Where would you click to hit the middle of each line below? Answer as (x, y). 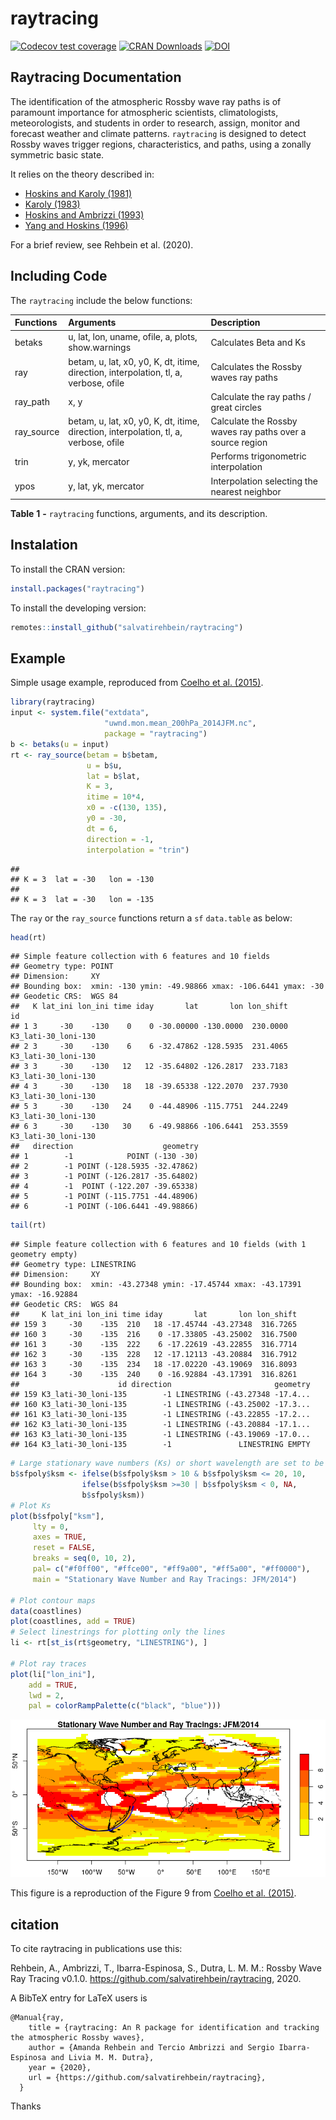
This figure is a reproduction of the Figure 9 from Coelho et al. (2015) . (153, 1893)
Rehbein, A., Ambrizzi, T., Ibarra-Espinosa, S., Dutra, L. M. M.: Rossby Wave (166, 1968)
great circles (236, 407)
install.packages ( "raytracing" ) (77, 588)
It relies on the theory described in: (82, 174)
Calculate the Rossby (254, 421)
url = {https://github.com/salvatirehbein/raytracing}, (147, 2078)
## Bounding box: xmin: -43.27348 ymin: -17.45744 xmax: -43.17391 (156, 1285)
